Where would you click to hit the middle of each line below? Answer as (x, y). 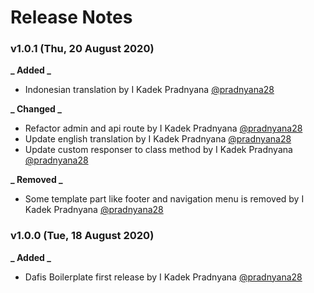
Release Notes (71, 17)
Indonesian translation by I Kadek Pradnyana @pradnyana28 (149, 90)
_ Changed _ (36, 109)
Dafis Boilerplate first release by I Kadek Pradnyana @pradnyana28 (163, 277)
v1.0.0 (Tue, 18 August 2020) (82, 236)
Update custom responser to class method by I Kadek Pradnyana (158, 150)
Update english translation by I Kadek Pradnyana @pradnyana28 (158, 139)
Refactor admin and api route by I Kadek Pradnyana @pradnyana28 (163, 128)
